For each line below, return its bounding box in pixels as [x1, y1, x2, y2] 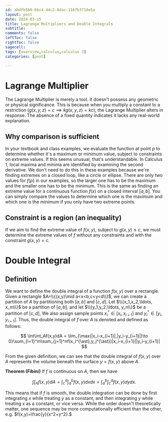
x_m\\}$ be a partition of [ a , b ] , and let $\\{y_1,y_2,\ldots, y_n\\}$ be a [5, 304, 146, 310]
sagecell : [5, 45, 26, 50]
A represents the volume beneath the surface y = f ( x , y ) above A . [5, 359, 139, 365]
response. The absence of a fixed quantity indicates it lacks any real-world [5, 112, 160, 118]
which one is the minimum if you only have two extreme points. [5, 199, 135, 205]
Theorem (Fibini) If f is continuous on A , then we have [5, 368, 118, 374]
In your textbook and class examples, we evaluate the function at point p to [5, 146, 160, 152]
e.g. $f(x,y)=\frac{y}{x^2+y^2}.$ [5, 411, 72, 417]
